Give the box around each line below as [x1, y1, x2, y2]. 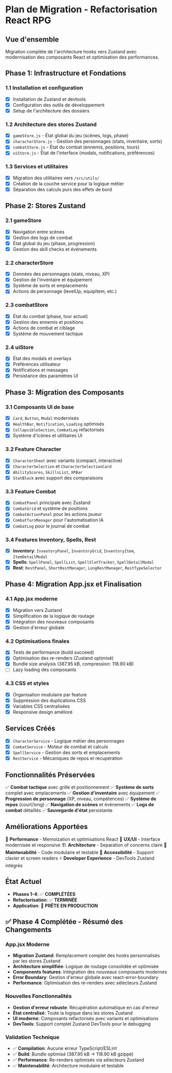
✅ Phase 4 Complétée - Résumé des [5, 917, 123, 926]
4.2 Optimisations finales [5, 637, 70, 644]
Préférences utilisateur [12, 361, 61, 367]
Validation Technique [5, 1033, 60, 1041]
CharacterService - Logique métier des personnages [12, 737, 125, 744]
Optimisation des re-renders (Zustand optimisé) [12, 655, 114, 661]
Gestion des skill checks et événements [12, 246, 97, 252]
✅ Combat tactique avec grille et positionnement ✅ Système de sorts [5, 784, 154, 790]
